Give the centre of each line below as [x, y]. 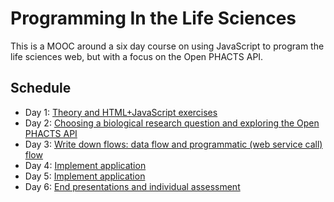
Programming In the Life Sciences [153, 18]
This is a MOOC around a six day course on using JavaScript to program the [167, 46]
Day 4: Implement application [85, 165]
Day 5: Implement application [85, 176]
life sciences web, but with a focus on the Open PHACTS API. [137, 56]
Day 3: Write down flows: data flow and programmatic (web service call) [173, 144]
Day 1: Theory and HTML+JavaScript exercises [121, 112]
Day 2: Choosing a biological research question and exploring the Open [172, 123]
